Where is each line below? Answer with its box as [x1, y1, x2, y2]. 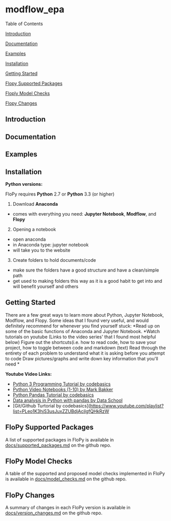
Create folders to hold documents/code [12, 257, 96, 263]
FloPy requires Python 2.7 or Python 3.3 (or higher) [5, 191, 115, 197]
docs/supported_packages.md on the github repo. [5, 442, 112, 448]
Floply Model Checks [5, 90, 50, 96]
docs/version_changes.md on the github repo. [5, 510, 103, 516]
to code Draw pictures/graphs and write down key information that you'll [5, 355, 159, 361]
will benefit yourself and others [12, 283, 78, 290]
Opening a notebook [12, 226, 56, 232]
